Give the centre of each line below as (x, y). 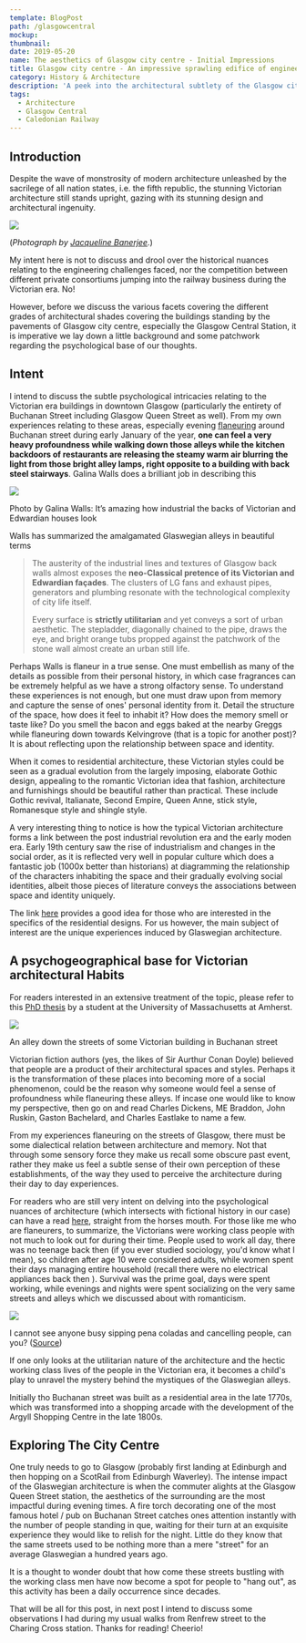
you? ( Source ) (36, 1342)
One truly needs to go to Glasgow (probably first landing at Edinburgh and (148, 1467)
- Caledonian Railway (59, 119)
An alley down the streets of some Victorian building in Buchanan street (143, 1041)
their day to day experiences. (64, 1183)
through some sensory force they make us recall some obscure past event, (150, 1154)
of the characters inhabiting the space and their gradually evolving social (146, 875)
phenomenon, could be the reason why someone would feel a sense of (143, 1088)
